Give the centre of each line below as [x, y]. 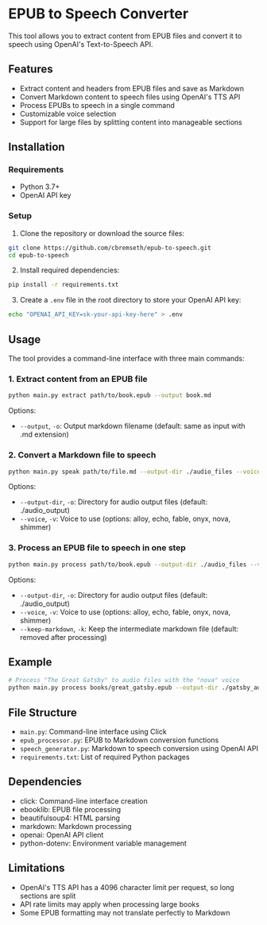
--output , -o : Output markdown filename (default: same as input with [132, 426]
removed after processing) [63, 637]
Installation [37, 147]
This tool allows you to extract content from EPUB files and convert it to [125, 36]
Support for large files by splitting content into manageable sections [131, 122]
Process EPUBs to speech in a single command [97, 105]
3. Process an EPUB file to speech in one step [97, 548]
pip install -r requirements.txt [64, 285]
